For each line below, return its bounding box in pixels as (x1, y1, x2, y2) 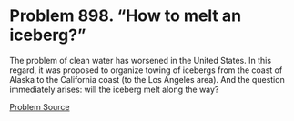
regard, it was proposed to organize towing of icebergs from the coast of (9, 65, 283, 76)
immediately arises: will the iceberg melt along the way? (9, 84, 219, 95)
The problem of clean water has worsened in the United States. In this (9, 55, 271, 66)
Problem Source (9, 101, 70, 112)
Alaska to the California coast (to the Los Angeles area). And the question (9, 74, 285, 85)
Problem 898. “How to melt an (9, 5, 242, 26)
